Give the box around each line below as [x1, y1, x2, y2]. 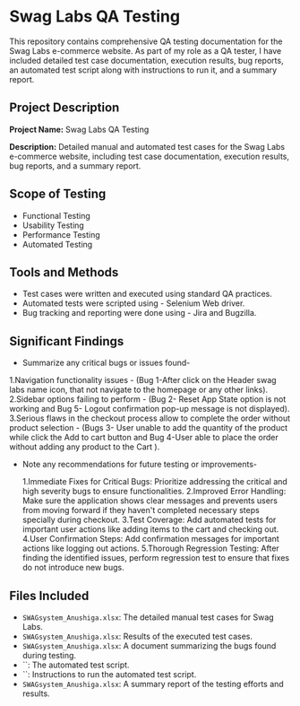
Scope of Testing [9, 187, 107, 202]
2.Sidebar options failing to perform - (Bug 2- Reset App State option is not [9, 394, 287, 405]
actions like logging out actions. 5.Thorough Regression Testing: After [21, 543, 279, 553]
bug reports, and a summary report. [9, 160, 141, 171]
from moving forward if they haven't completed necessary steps [21, 505, 260, 516]
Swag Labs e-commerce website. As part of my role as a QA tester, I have [9, 45, 282, 56]
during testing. [21, 650, 77, 660]
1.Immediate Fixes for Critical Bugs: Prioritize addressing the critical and [21, 476, 288, 487]
